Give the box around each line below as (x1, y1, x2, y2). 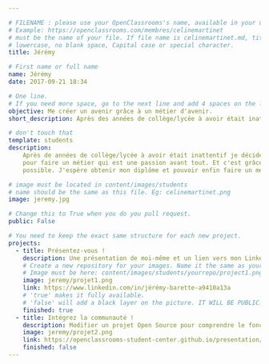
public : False (8, 218, 56, 226)
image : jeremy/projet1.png (22, 277, 113, 285)
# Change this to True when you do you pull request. (8, 210, 192, 218)
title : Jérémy (8, 49, 56, 57)
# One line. (8, 92, 48, 100)
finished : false (22, 343, 78, 352)
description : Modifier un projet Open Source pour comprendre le (22, 321, 246, 329)
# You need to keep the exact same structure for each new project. (8, 232, 242, 240)
